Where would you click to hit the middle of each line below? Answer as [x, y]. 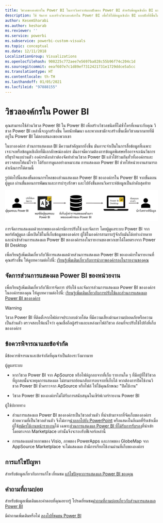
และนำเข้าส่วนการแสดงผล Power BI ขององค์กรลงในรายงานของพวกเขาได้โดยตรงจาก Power [81, 240]
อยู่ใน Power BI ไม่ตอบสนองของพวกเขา [38, 136]
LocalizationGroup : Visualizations [41, 56]
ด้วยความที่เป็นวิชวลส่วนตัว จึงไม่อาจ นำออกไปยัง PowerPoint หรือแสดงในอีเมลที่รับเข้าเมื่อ [85, 420]
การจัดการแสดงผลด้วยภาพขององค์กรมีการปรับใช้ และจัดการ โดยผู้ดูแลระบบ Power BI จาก [77, 229]
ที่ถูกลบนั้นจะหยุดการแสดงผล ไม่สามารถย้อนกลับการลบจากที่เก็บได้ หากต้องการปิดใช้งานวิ [83, 380]
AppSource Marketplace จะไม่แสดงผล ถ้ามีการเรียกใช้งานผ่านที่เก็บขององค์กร [78, 446]
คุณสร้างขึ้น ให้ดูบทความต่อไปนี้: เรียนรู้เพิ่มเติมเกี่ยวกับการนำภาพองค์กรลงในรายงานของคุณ [77, 260]
